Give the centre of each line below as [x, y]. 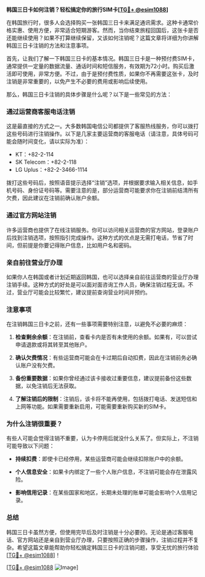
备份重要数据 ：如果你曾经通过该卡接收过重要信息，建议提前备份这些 [101, 378]
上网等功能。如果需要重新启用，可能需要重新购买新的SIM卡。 [92, 406]
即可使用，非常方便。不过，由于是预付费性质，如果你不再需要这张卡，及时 [105, 74]
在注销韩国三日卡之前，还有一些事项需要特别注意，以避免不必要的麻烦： [97, 324]
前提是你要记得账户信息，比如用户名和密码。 [78, 245]
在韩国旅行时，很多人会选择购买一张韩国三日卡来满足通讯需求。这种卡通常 [100, 23]
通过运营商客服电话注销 [41, 111]
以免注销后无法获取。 [53, 386]
